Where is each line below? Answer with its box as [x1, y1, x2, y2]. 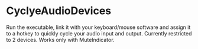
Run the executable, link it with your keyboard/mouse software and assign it [6, 24, 191, 31]
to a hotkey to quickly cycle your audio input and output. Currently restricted [6, 30, 192, 37]
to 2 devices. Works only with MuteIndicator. [6, 36, 115, 43]
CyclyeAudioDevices [6, 4, 112, 18]
